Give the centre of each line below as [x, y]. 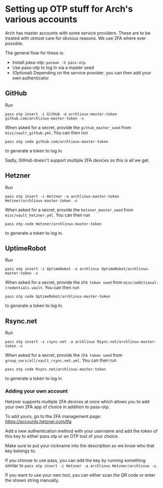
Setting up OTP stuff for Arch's [69, 9]
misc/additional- [141, 283]
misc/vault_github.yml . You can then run [47, 133]
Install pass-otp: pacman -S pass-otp [49, 62]
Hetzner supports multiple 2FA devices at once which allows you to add [77, 402]
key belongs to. [21, 451]
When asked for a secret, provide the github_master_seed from [68, 127]
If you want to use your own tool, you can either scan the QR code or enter [80, 475]
